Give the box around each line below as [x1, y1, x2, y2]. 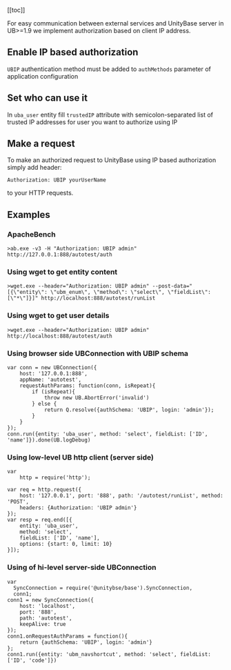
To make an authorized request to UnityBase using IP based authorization [7, 156, 217, 164]
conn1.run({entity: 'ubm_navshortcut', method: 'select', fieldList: [7, 651, 212, 658]
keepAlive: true [19, 620, 67, 627]
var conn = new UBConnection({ [7, 364, 97, 371]
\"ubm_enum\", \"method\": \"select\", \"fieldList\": [50, 289, 212, 296]
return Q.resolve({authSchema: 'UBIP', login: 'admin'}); [43, 406, 214, 413]
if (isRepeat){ [32, 388, 76, 395]
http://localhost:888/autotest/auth [7, 333, 112, 339]
